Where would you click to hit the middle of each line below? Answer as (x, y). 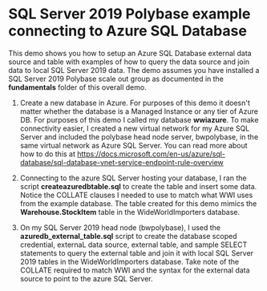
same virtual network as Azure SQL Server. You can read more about (133, 145)
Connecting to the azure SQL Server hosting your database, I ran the (133, 178)
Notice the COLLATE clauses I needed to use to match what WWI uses (136, 195)
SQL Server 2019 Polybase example (129, 14)
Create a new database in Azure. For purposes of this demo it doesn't (135, 103)
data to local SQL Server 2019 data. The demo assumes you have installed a (134, 70)
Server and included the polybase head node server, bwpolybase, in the (139, 136)
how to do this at (48, 154)
